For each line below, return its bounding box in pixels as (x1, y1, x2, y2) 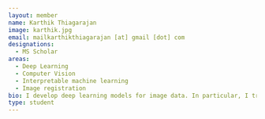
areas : (8, 56, 30, 63)
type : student (8, 99, 55, 106)
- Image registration (15, 84, 87, 92)
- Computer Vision (15, 70, 77, 78)
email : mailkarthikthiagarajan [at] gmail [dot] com (8, 33, 185, 41)
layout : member (8, 11, 58, 20)
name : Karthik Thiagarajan (8, 19, 97, 27)
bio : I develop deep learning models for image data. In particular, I (8, 92, 248, 99)
